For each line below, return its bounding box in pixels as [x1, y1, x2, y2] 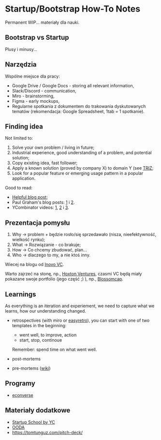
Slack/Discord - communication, [12, 88, 76, 94]
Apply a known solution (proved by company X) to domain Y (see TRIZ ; [12, 165, 154, 171]
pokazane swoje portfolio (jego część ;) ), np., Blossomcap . [5, 276, 123, 282]
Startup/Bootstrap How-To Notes [5, 3, 141, 15]
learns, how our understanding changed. [5, 308, 86, 314]
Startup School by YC [12, 419, 55, 425]
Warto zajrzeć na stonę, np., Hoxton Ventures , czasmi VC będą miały [5, 271, 142, 277]
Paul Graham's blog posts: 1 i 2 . [12, 200, 75, 205]
